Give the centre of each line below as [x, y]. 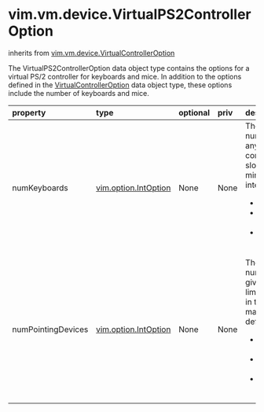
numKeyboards [40, 188]
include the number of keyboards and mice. [79, 93]
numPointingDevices [50, 329]
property [29, 112]
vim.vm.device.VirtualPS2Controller [130, 15]
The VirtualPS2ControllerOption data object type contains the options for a [129, 68]
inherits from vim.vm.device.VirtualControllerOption [92, 53]
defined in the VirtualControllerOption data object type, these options [120, 85]
